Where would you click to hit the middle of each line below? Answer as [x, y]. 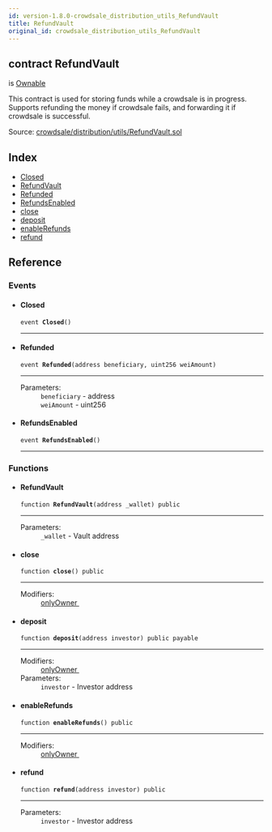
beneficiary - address [77, 396]
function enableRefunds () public [76, 723]
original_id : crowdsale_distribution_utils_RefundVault [104, 31]
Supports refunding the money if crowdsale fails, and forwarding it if [122, 108]
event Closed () [46, 322]
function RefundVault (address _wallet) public [100, 505]
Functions [28, 468]
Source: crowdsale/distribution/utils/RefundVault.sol [95, 132]
